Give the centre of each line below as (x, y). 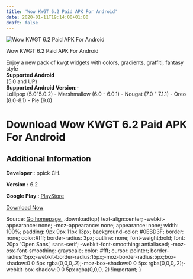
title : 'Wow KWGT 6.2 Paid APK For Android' (62, 12)
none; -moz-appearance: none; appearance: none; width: (108, 226)
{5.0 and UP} (22, 81)
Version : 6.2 (22, 185)
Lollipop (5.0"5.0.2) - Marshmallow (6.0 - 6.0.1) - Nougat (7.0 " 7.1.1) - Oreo (96, 94)
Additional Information (49, 159)
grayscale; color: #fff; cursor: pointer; (103, 251)
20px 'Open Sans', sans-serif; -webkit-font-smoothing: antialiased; (88, 245)
